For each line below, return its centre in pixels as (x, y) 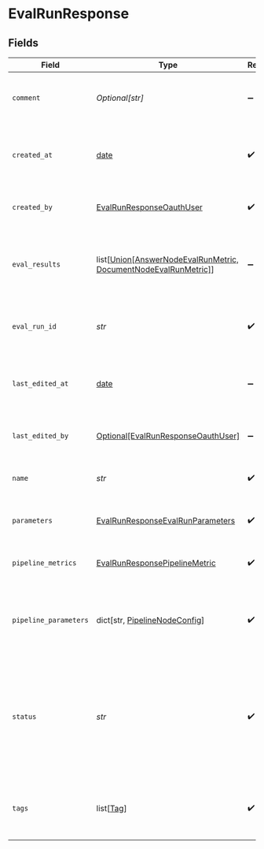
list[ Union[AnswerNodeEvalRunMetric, (167, 259)
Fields (24, 43)
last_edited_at (40, 384)
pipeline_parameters (50, 620)
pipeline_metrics (44, 563)
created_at (32, 155)
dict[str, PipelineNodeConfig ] (150, 620)
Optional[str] (120, 98)
